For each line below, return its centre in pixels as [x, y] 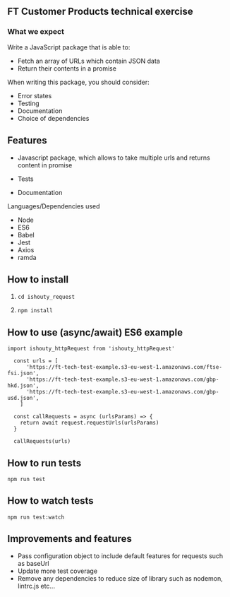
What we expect [36, 32]
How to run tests [44, 463]
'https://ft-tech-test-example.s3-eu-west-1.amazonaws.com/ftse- [124, 367]
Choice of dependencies [53, 118]
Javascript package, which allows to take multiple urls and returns [114, 158]
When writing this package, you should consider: [78, 82]
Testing [29, 103]
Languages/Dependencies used [54, 206]
